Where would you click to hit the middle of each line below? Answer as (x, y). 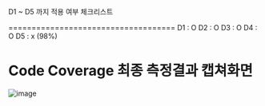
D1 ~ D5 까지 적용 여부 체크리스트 (61, 12)
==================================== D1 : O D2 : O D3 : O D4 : (133, 27)
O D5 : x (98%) (33, 36)
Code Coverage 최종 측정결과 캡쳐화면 (131, 71)
